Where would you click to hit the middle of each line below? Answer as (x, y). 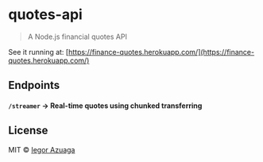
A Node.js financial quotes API (77, 37)
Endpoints (34, 85)
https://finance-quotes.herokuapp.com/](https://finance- (161, 52)
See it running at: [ (39, 52)
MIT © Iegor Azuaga (42, 149)
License (28, 131)
